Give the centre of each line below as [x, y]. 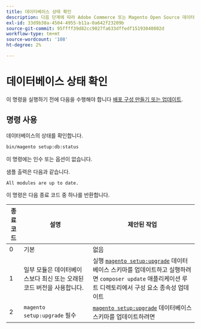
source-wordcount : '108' [37, 39]
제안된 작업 [142, 225]
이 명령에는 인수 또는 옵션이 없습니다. [49, 159]
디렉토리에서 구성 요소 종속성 [138, 287]
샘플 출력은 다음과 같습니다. [38, 171]
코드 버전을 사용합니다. [54, 287]
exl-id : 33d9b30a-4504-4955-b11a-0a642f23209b [65, 23]
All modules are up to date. [42, 183]
